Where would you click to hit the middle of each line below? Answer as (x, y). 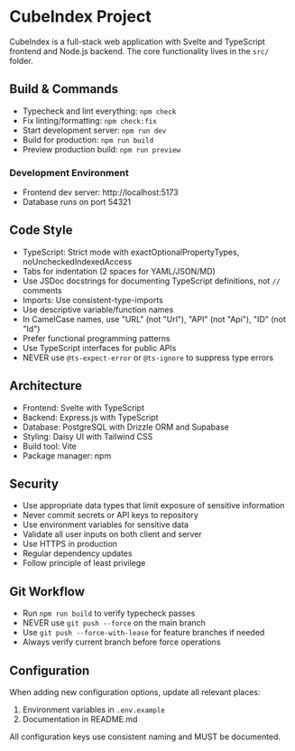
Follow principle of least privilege (84, 563)
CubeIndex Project (80, 17)
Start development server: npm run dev (94, 130)
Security (34, 484)
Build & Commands (64, 89)
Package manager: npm (67, 455)
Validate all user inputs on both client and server (112, 534)
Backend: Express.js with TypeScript (90, 417)
